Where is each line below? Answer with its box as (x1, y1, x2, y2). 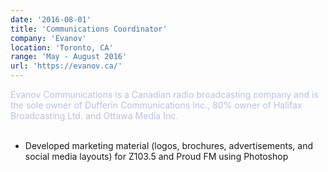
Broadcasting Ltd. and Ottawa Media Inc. (10, 110, 179, 121)
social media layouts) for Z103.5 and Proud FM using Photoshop (24, 151, 289, 162)
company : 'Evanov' (10, 33, 87, 43)
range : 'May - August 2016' (10, 52, 128, 62)
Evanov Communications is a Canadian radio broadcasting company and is (10, 89, 319, 100)
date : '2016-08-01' (10, 14, 92, 25)
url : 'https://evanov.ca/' (10, 61, 123, 71)
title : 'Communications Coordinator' (10, 24, 168, 34)
